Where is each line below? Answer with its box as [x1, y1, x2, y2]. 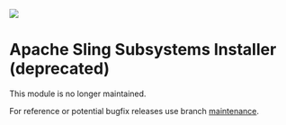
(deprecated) [9, 58, 111, 79]
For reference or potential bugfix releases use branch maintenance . [9, 105, 259, 116]
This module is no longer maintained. [9, 88, 147, 99]
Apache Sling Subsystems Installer [9, 40, 277, 60]
